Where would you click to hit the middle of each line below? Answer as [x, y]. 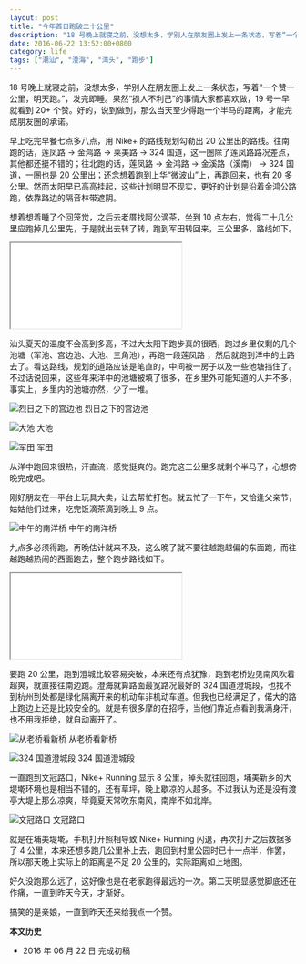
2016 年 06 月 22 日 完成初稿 [76, 950]
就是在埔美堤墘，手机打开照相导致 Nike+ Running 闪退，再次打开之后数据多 [151, 839]
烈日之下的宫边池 [116, 408]
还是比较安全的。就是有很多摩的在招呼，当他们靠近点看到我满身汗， [168, 708]
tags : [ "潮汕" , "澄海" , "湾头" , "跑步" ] [82, 60]
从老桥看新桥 [92, 738]
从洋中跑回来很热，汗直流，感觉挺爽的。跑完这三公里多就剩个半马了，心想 [149, 467]
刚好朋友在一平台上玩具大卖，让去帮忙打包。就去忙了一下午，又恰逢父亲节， [153, 497]
